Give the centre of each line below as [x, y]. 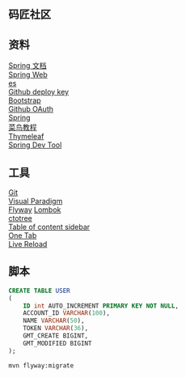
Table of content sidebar [49, 227]
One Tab [23, 236]
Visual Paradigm [36, 202]
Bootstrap [25, 100]
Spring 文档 [27, 66]
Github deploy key [39, 92]
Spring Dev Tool [35, 145]
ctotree [20, 219]
